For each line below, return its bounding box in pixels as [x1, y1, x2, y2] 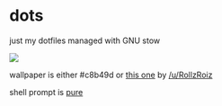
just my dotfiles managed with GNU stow [9, 35, 161, 46]
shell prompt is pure [9, 86, 84, 97]
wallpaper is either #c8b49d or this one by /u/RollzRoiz [9, 69, 213, 80]
